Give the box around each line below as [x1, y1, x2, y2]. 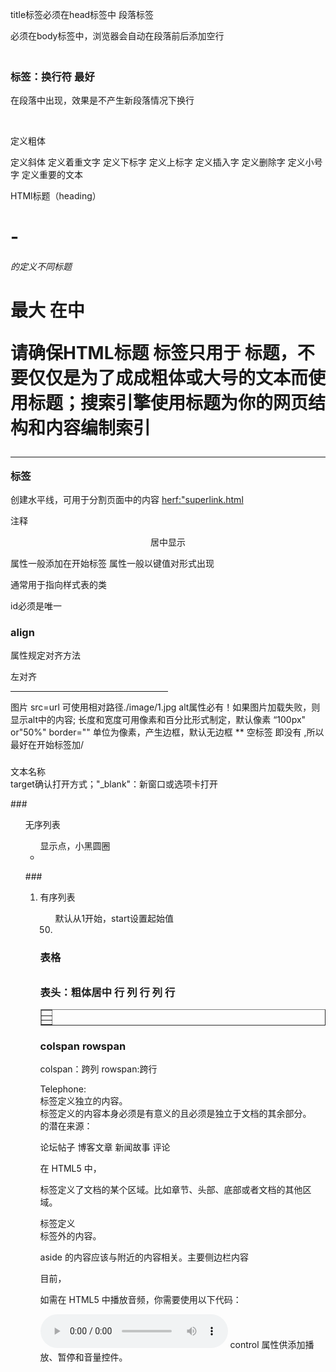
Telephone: [39, 1083, 87, 1095]
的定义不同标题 [10, 261, 72, 273]
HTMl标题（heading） [10, 190, 102, 202]
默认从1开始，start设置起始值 [54, 913, 175, 925]
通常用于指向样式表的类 [10, 579, 107, 591]
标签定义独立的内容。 [39, 1095, 128, 1107]
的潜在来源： [39, 1120, 93, 1132]
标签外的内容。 [39, 1230, 102, 1242]
